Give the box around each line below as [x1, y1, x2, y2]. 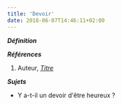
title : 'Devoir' [7, 10, 55, 18]
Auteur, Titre [17, 63, 54, 72]
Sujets [7, 77, 27, 85]
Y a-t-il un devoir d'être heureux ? [17, 91, 116, 99]
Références [7, 50, 42, 58]
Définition [7, 36, 37, 44]
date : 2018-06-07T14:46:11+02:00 [7, 17, 105, 24]
